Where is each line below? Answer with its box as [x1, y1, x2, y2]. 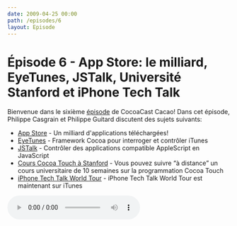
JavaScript [17, 152, 50, 160]
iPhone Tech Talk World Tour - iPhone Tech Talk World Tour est [17, 174, 203, 183]
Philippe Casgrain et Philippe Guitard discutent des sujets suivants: [7, 115, 202, 124]
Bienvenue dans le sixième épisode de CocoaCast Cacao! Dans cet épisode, [7, 108, 230, 116]
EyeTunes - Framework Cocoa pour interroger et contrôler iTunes [17, 136, 209, 145]
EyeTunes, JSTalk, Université [7, 69, 182, 85]
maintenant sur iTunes [17, 181, 83, 190]
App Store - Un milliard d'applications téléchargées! [17, 129, 168, 137]
